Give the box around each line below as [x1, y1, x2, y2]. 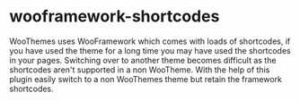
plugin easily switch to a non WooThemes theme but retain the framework [9, 73, 283, 84]
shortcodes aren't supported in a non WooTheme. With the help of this [9, 64, 270, 75]
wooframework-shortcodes [9, 6, 220, 27]
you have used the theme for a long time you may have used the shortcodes [9, 45, 291, 55]
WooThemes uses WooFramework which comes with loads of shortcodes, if [9, 36, 291, 46]
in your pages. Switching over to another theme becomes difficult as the [9, 55, 277, 65]
